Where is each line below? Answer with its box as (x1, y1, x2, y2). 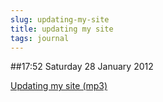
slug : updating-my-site (10, 14, 110, 25)
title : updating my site (10, 24, 114, 34)
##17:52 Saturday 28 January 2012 (10, 61, 154, 73)
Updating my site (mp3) (10, 80, 108, 92)
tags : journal (10, 33, 70, 43)
